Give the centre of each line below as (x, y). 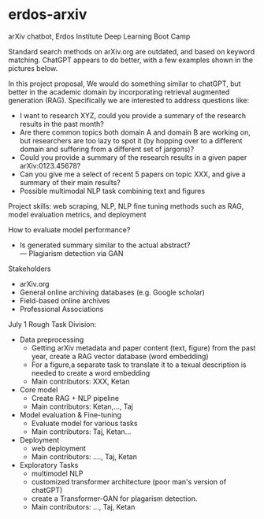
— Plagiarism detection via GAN (71, 253)
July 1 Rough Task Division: (52, 324)
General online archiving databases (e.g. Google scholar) (112, 292)
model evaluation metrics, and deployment (78, 214)
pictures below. (33, 68)
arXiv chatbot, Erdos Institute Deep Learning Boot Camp (99, 36)
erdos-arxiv (48, 15)
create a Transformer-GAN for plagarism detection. (114, 499)
